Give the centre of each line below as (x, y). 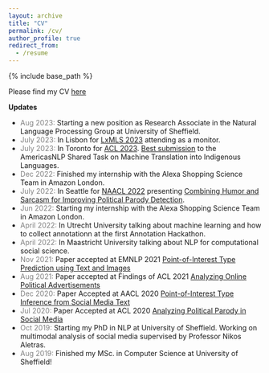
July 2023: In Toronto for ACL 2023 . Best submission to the (118, 148)
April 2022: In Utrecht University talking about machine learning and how (141, 225)
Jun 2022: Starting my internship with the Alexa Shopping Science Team (140, 208)
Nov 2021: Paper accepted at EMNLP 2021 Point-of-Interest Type (128, 259)
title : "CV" (28, 23)
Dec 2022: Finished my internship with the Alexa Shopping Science (131, 174)
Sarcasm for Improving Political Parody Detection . (102, 199)
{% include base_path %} (51, 76)
